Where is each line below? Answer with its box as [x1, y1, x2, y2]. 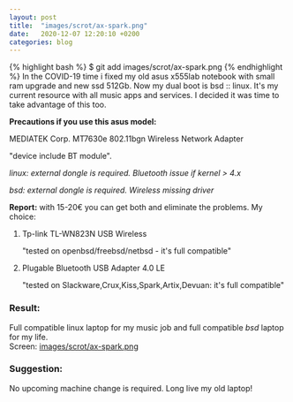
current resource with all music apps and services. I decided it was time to [9, 90, 280, 101]
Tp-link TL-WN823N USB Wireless [21, 229, 147, 239]
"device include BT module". [9, 151, 112, 162]
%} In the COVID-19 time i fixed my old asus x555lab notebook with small [9, 72, 275, 82]
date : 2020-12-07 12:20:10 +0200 [9, 29, 140, 38]
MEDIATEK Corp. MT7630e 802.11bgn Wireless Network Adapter [9, 133, 244, 144]
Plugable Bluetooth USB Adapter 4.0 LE [21, 262, 166, 274]
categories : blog [9, 37, 73, 47]
